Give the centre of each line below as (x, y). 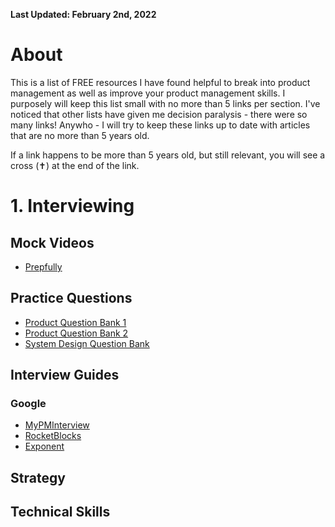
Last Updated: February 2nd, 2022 (83, 14)
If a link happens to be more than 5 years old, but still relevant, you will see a (168, 155)
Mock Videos (52, 242)
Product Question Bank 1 (75, 322)
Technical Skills (60, 512)
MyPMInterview (57, 425)
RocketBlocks (53, 436)
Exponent (44, 446)
